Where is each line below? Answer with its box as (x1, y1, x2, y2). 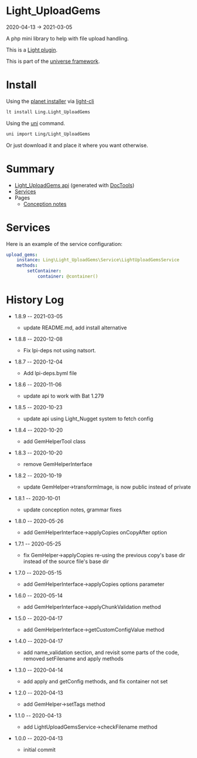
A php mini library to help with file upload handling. (6, 35, 129, 42)
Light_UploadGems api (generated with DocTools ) (14, 181, 135, 188)
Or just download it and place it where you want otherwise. (6, 142, 148, 149)
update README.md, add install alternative (23, 324, 127, 331)
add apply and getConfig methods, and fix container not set (23, 678, 168, 685)
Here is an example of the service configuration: (6, 240, 123, 247)
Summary (6, 162, 55, 176)
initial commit (23, 746, 56, 753)
